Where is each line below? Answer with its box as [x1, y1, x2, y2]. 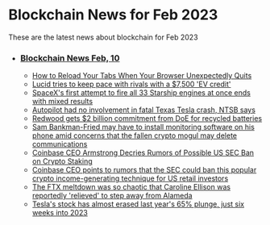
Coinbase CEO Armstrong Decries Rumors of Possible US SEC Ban [31, 148, 255, 158]
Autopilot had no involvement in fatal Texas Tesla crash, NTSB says [31, 105, 256, 115]
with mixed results [31, 97, 93, 106]
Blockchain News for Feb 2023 [8, 6, 218, 24]
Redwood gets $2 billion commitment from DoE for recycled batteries [31, 114, 263, 123]
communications [31, 140, 88, 149]
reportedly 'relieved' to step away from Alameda [31, 191, 193, 201]
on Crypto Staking [31, 156, 93, 166]
